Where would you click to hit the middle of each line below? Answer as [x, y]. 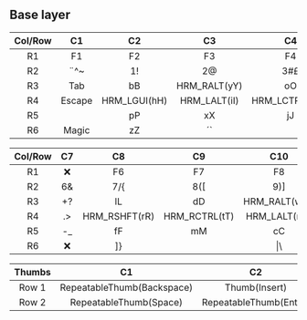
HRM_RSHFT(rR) [118, 216]
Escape [77, 100]
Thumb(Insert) [256, 287]
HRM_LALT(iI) [209, 100]
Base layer [40, 15]
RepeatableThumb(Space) [126, 302]
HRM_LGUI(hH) [135, 100]
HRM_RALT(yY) [210, 86]
